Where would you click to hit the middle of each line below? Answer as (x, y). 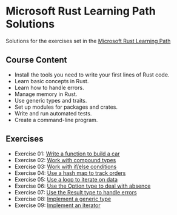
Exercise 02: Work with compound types (65, 160)
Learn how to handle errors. (49, 87)
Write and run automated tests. (53, 113)
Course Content (36, 60)
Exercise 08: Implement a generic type (63, 199)
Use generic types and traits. (51, 100)
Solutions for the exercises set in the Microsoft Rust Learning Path (88, 41)
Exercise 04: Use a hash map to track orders (70, 173)
